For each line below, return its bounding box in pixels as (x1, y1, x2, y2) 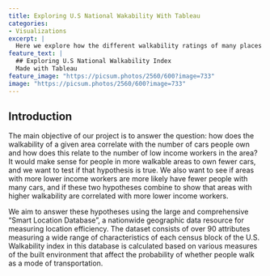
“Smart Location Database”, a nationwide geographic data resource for (8, 215, 245, 225)
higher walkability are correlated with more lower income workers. (8, 191, 229, 201)
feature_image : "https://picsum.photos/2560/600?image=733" (8, 72, 216, 80)
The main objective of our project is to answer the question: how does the (8, 131, 255, 141)
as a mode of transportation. (8, 258, 103, 268)
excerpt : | (8, 34, 45, 43)
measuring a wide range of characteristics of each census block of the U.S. (8, 232, 260, 243)
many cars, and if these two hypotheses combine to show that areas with (8, 183, 252, 193)
